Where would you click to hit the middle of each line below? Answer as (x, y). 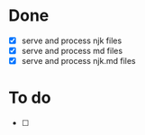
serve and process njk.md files (78, 61)
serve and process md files (72, 51)
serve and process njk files (72, 40)
